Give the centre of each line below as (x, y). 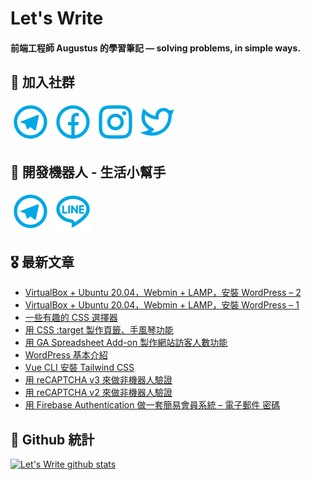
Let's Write (57, 18)
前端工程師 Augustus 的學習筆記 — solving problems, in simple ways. (156, 48)
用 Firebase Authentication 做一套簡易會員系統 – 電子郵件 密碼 (152, 405)
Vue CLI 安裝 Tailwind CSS (79, 368)
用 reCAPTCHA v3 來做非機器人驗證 (98, 380)
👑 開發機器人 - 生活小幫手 (88, 172)
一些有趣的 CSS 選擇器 (71, 318)
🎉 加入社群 (42, 82)
